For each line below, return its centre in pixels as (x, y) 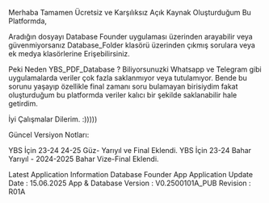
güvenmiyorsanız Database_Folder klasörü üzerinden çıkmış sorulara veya (132, 45)
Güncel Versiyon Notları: (49, 135)
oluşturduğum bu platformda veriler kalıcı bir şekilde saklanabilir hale (123, 95)
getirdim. (23, 104)
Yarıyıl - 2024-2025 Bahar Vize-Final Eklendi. (84, 159)
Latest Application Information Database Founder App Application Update (130, 174)
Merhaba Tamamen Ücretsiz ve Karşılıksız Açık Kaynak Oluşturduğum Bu (130, 12)
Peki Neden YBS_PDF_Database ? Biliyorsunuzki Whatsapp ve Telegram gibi (135, 69)
